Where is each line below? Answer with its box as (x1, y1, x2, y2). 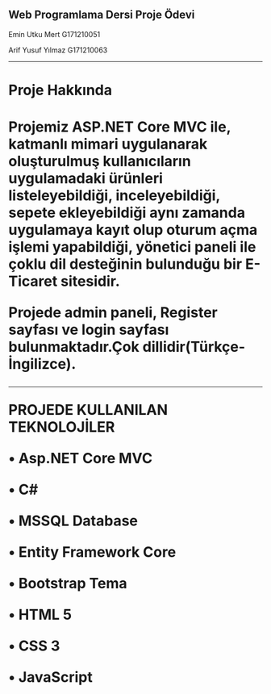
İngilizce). (8, 355, 77, 374)
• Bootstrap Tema (8, 575, 127, 593)
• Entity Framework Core (8, 543, 177, 562)
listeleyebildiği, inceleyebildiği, (8, 186, 220, 205)
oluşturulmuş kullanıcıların (8, 153, 191, 170)
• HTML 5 (8, 606, 73, 624)
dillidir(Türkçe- (142, 338, 246, 356)
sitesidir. (60, 272, 121, 291)
